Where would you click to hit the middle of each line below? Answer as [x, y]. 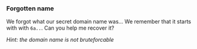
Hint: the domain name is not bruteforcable [60, 40]
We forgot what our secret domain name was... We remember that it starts [99, 22]
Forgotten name [30, 8]
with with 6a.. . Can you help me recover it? [60, 28]
